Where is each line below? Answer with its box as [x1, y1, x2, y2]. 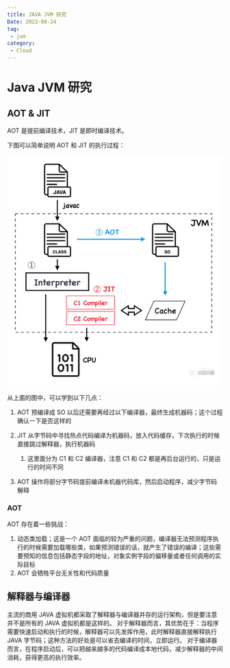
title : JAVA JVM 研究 [7, 11, 67, 18]
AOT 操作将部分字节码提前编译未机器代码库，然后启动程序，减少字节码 [16, 477, 218, 486]
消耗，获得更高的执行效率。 [7, 653, 86, 661]
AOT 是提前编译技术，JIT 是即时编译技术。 [7, 127, 128, 134]
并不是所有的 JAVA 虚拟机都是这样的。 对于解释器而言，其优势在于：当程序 [7, 619, 219, 627]
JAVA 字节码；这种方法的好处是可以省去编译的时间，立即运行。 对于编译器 [7, 636, 218, 644]
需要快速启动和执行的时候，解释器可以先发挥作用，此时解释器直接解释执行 [7, 628, 217, 636]
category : [7, 40, 36, 47]
